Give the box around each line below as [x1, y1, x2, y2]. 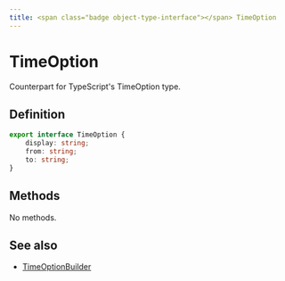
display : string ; [25, 139, 90, 148]
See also [9, 237, 58, 252]
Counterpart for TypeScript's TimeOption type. [9, 81, 181, 92]
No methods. [9, 211, 57, 223]
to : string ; [25, 155, 69, 164]
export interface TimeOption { [9, 130, 126, 139]
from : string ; [25, 147, 77, 156]
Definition [9, 106, 65, 121]
